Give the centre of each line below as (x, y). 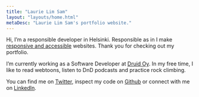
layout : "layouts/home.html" (42, 17)
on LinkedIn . (21, 88)
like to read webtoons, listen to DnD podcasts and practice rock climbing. (96, 70)
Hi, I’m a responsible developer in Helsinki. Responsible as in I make (89, 40)
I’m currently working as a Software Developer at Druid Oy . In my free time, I (100, 64)
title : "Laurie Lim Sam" (37, 12)
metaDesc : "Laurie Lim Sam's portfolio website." (69, 23)
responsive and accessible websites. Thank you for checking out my (90, 46)
